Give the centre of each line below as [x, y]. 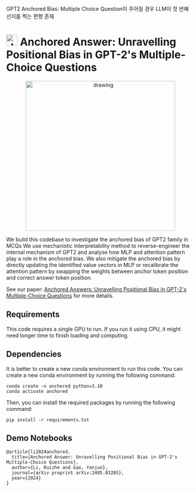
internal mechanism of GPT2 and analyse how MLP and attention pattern [96, 252]
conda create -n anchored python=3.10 [54, 386]
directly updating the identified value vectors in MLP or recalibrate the [92, 265]
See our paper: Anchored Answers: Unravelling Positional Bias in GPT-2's [97, 289]
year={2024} [27, 478]
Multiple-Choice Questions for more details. [60, 295]
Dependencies [34, 354]
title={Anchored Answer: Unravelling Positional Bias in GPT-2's [95, 457]
